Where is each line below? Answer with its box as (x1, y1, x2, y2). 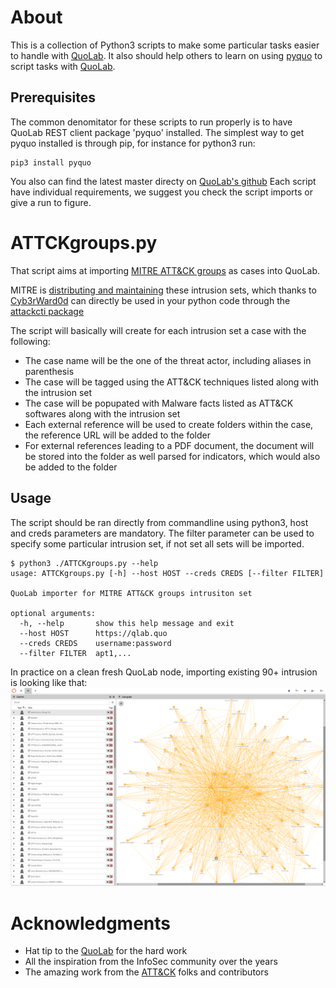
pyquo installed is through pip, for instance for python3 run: (10, 137, 256, 149)
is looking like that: (10, 676, 88, 688)
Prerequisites (10, 89, 96, 106)
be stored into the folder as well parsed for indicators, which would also (24, 450, 321, 462)
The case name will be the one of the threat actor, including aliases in (24, 354, 312, 366)
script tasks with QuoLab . (10, 60, 116, 72)
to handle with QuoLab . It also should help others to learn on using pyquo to (10, 49, 323, 61)
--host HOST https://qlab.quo (19, 628, 168, 638)
